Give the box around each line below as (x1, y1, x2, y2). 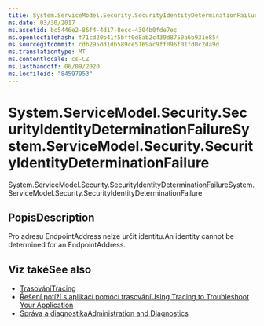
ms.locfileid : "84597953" (8, 70, 93, 78)
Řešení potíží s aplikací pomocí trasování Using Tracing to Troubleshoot (19, 292, 250, 302)
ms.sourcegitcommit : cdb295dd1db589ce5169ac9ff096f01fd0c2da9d (8, 41, 220, 49)
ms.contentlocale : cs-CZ (8, 56, 90, 64)
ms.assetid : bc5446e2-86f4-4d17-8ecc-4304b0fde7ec (8, 26, 178, 34)
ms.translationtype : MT (8, 48, 86, 56)
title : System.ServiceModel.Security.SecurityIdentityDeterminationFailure (8, 11, 262, 20)
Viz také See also (8, 262, 92, 276)
